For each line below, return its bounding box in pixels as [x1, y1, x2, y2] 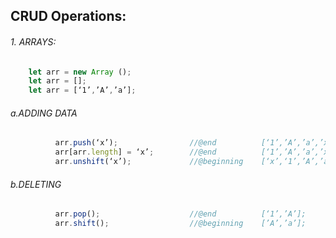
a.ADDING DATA [10, 107, 78, 119]
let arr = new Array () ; [28, 67, 132, 77]
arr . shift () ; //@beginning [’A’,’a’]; [54, 219, 307, 229]
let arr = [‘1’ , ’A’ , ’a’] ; [28, 85, 137, 96]
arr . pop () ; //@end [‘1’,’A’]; [54, 209, 307, 219]
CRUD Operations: [10, 8, 127, 25]
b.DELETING [10, 178, 62, 190]
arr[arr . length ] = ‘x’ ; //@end [54, 147, 217, 158]
